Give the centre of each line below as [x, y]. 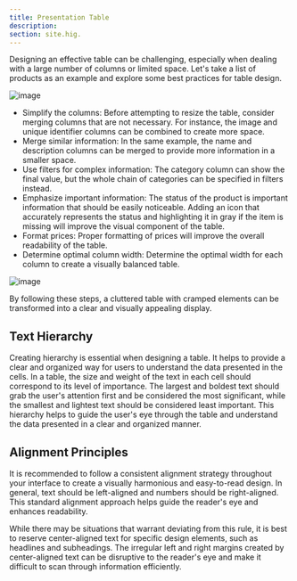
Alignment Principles [69, 452]
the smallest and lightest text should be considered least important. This [142, 405]
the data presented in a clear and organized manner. [106, 424]
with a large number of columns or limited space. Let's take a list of [133, 69]
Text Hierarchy [51, 336]
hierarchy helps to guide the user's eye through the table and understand [144, 414]
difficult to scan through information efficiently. [95, 566]
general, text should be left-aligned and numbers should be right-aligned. [144, 492]
